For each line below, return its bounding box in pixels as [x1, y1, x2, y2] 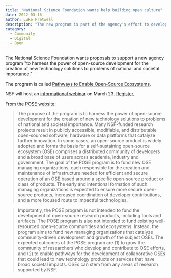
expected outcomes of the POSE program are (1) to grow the [17, 239, 145, 245]
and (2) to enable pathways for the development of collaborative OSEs [17, 250, 165, 257]
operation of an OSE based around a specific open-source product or [17, 175, 164, 182]
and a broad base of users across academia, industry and [17, 154, 139, 160]
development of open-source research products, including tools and [17, 212, 161, 218]
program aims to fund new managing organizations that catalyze [17, 229, 154, 235]
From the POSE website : [5, 100, 56, 107]
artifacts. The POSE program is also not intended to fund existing [17, 218, 154, 224]
